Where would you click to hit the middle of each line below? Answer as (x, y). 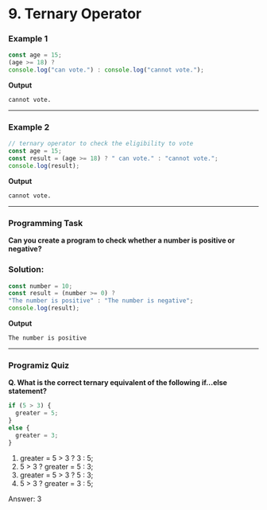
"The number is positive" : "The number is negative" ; (101, 301)
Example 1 (28, 39)
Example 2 (29, 127)
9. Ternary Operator (75, 14)
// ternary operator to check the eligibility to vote (101, 144)
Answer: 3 (25, 499)
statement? (28, 391)
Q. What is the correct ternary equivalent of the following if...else (118, 383)
